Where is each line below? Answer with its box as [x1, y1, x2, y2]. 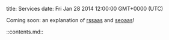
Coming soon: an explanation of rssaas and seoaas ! [6, 17, 135, 23]
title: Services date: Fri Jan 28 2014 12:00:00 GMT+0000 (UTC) [6, 5, 164, 12]
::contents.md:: [6, 28, 44, 35]
